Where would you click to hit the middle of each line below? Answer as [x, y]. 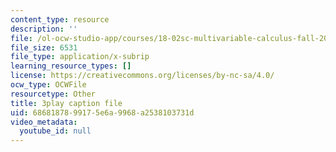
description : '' [44, 29]
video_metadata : [44, 122]
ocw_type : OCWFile [48, 85]
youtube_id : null [55, 131]
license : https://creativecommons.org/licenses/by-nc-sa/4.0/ [142, 76]
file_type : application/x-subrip [80, 57]
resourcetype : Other [53, 94]
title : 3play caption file [66, 103]
